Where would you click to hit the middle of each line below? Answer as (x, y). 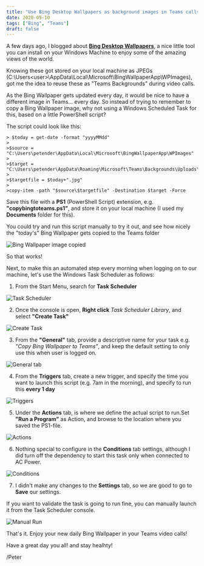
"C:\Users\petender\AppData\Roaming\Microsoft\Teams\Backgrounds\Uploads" (103, 170)
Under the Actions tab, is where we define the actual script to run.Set (102, 413)
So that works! (24, 257)
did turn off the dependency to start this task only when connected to (102, 456)
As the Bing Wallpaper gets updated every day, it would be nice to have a (98, 95)
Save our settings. (38, 492)
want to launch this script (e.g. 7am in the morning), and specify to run (103, 383)
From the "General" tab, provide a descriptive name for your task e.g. (102, 340)
